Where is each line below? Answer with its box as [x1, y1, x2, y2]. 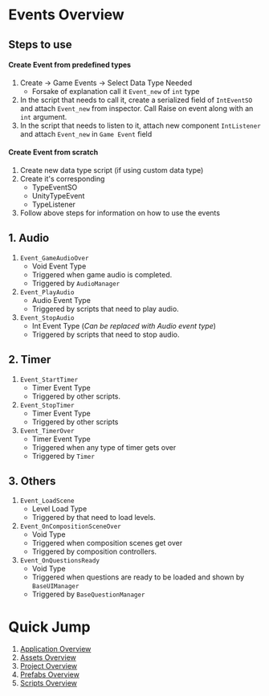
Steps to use [8, 38, 72, 51]
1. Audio [8, 231, 50, 245]
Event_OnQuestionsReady [19, 557, 100, 565]
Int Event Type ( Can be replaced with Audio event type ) [31, 321, 217, 330]
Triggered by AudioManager [31, 278, 120, 288]
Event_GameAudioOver [19, 254, 89, 262]
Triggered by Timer [31, 451, 95, 461]
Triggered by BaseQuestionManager [31, 589, 145, 600]
